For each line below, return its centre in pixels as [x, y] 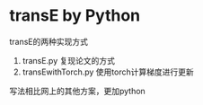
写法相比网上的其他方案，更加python [77, 91]
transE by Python [75, 16]
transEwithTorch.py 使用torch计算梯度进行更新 [108, 72]
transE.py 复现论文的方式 [68, 60]
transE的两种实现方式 [49, 41]
